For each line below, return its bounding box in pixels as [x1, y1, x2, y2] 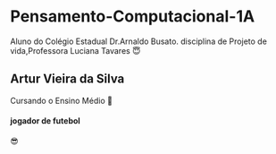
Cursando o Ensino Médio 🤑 [10, 95, 113, 106]
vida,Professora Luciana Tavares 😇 [10, 45, 141, 56]
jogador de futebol [10, 115, 81, 126]
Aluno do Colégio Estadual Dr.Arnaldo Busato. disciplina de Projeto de [10, 36, 267, 47]
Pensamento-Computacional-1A [10, 6, 255, 27]
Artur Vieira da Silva [10, 72, 125, 87]
